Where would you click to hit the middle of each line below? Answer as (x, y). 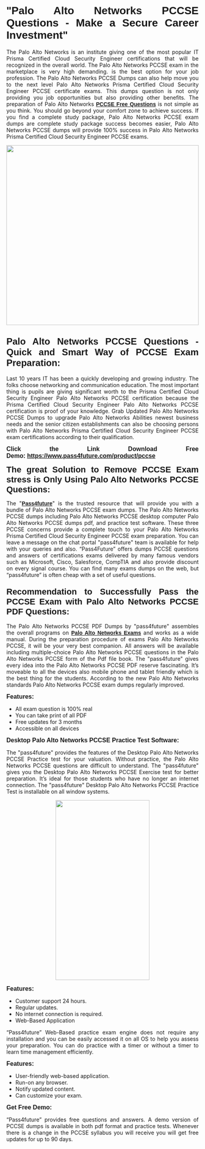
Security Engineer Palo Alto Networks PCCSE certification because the (103, 398)
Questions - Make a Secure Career (103, 23)
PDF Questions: (38, 612)
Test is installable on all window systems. (58, 792)
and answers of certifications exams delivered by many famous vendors (103, 555)
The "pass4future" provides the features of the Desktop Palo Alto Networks (103, 753)
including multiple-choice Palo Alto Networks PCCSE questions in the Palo (103, 652)
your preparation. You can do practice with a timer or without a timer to (103, 1045)
